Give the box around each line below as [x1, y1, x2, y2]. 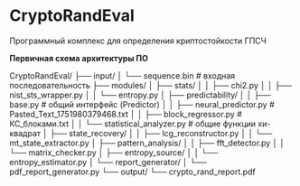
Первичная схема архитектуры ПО [9, 52, 149, 63]
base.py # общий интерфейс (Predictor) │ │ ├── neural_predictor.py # [9, 98, 276, 109]
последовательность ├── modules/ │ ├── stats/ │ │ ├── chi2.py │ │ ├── [9, 79, 292, 90]
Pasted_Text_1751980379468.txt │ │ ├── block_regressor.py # [9, 108, 242, 119]
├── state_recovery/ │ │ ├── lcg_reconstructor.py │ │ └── [49, 127, 273, 138]
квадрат [9, 127, 42, 138]
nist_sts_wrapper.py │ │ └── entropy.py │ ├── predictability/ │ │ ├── [9, 89, 271, 100]
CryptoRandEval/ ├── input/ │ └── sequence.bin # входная [9, 70, 236, 81]
